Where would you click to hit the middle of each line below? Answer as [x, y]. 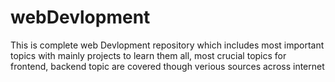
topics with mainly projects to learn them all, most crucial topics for [148, 55]
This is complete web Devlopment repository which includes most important [167, 45]
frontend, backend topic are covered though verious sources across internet [167, 66]
